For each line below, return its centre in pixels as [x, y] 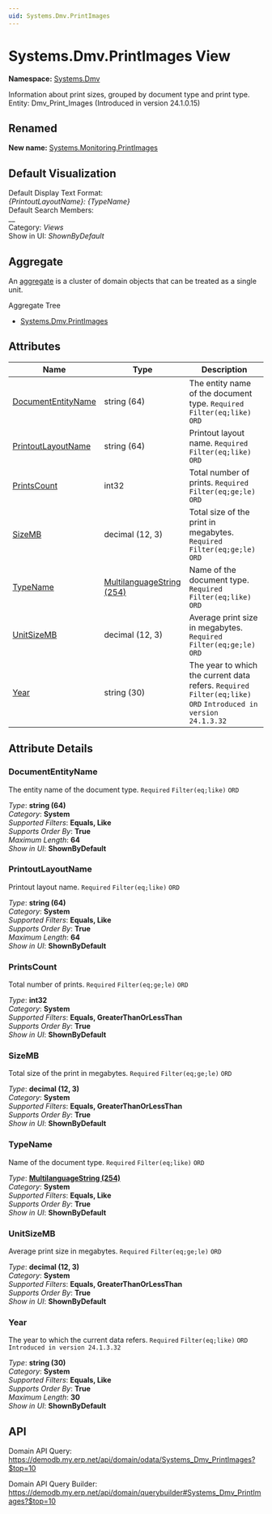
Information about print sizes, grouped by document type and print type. [129, 94]
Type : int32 [28, 1000]
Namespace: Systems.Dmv [54, 79]
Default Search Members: [51, 210]
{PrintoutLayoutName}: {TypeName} [70, 202]
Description [224, 369]
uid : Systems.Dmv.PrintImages [59, 16]
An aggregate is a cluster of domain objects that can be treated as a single [133, 281]
